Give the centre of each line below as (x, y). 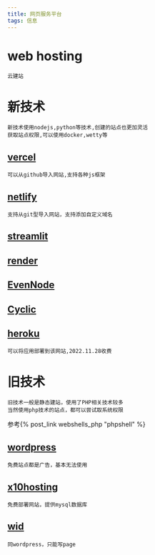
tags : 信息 (22, 21)
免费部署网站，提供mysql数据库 (47, 504)
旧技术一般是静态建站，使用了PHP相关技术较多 (65, 403)
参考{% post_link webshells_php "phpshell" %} (77, 424)
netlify (22, 197)
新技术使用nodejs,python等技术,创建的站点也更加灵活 (78, 128)
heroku (24, 333)
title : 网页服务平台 (35, 14)
